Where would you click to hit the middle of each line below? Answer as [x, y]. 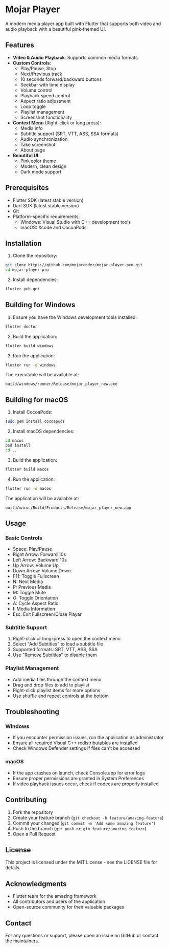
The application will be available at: [42, 498]
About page [33, 150]
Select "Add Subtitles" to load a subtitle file [58, 644]
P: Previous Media [32, 587]
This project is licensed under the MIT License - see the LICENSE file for [81, 862]
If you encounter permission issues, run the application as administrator [88, 738]
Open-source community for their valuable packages [68, 907]
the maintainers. [22, 941]
